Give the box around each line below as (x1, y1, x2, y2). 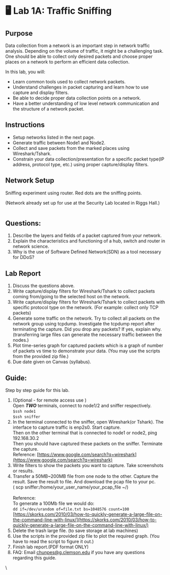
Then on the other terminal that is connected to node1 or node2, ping (12, 430, 157, 436)
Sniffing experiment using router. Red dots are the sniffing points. (5, 190, 143, 196)
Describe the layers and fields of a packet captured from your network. (12, 232, 162, 239)
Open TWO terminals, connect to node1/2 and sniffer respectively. (12, 403, 152, 409)
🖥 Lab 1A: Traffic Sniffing (5, 5, 112, 17)
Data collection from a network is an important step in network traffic (5, 42, 150, 49)
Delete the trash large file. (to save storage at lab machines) (12, 527, 138, 534)
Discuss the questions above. (12, 283, 75, 289)
